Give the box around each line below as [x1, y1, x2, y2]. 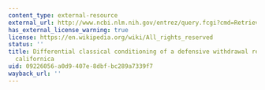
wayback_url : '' [8, 70, 62, 77]
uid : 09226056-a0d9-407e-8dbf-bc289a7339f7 [8, 63, 154, 70]
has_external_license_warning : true [8, 26, 129, 34]
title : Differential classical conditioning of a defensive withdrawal [8, 48, 248, 56]
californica [15, 56, 55, 63]
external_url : [8, 19, 55, 27]
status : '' [8, 41, 44, 49]
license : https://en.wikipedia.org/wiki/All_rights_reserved [8, 33, 214, 41]
